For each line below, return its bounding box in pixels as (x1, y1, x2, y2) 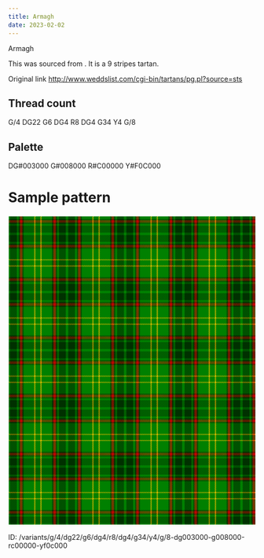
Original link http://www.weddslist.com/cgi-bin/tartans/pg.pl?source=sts (8, 74, 243, 83)
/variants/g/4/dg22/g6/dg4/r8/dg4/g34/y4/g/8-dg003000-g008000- (18, 533, 245, 542)
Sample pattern (8, 189, 112, 207)
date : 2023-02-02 (8, 20, 65, 29)
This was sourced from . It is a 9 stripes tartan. (8, 59, 159, 68)
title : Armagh (8, 13, 55, 20)
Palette (8, 140, 44, 153)
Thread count (8, 97, 76, 110)
